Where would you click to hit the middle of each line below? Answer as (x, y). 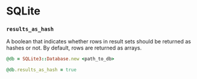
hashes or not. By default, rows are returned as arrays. (74, 48)
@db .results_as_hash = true (42, 70)
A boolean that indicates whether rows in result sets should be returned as (99, 42)
